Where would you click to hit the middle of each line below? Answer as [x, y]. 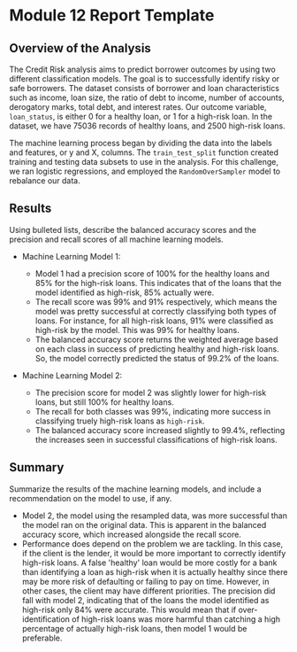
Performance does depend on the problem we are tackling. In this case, [152, 543]
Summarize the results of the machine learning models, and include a [136, 489]
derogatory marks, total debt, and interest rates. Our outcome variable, [138, 107]
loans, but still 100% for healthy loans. [104, 402]
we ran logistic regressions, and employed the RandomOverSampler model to [145, 171]
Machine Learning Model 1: [71, 256]
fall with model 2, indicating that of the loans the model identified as [145, 600]
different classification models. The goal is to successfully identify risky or [145, 79]
